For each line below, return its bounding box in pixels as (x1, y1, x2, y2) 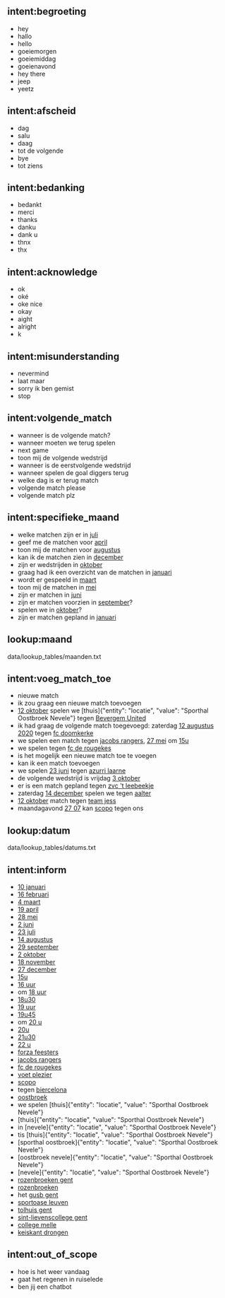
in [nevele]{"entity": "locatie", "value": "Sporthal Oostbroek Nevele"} (17, 1123, 217, 1131)
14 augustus (17, 935, 54, 943)
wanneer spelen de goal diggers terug (17, 468, 129, 476)
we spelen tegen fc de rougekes (17, 744, 111, 752)
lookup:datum (7, 824, 71, 836)
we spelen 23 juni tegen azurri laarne (17, 766, 126, 775)
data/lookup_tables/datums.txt (7, 843, 97, 852)
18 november (17, 957, 56, 966)
